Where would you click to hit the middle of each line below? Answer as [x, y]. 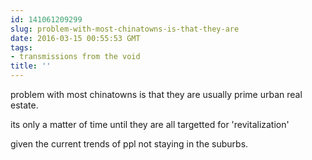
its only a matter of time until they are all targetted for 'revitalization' [150, 124]
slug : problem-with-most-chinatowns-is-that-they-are [125, 29]
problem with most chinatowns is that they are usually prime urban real [156, 94]
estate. [24, 105]
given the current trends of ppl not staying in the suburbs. [129, 144]
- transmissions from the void [75, 57]
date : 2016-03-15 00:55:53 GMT [75, 38]
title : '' [31, 66]
